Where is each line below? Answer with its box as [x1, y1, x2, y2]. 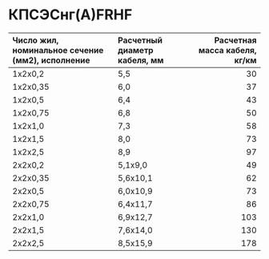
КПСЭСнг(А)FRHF [8, 6, 133, 24]
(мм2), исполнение [12, 55, 90, 66]
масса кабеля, [199, 44, 257, 55]
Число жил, [12, 34, 59, 46]
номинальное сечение [12, 44, 104, 55]
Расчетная [214, 34, 257, 46]
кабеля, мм [117, 55, 164, 66]
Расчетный [117, 34, 163, 46]
